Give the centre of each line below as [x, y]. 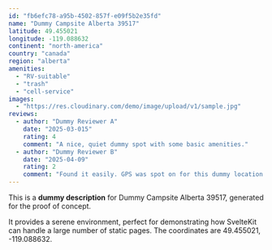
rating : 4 [40, 136]
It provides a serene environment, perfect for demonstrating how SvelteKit [133, 222]
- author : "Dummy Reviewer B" [67, 152]
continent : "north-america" [56, 46]
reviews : [23, 114]
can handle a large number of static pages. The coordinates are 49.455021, [135, 231]
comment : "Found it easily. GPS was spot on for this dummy [127, 175]
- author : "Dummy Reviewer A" [67, 122]
